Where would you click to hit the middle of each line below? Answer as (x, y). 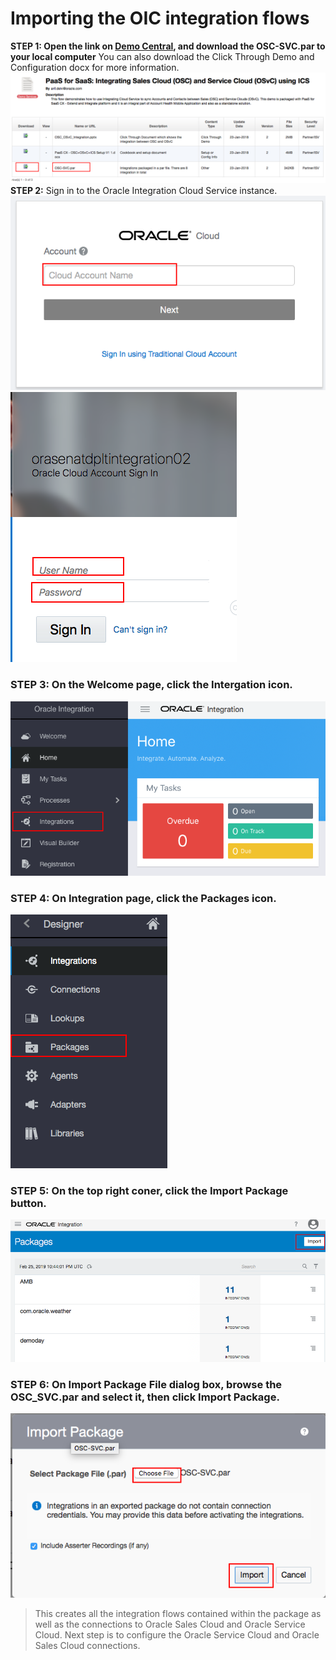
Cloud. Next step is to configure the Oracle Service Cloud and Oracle (177, 1634)
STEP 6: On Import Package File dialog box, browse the (146, 1385)
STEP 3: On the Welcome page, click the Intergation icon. (151, 685)
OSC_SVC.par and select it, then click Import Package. (145, 1397)
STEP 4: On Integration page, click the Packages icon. (143, 898)
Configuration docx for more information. (95, 67)
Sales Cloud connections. (87, 1645)
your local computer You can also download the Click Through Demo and (162, 56)
